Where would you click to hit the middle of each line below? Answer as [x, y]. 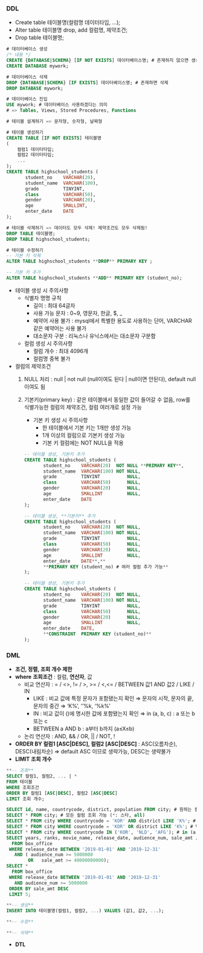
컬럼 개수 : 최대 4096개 [61, 351]
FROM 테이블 [19, 782]
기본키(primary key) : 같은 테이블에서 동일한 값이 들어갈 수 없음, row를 [107, 399]
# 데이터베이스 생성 [27, 49]
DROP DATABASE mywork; [35, 88]
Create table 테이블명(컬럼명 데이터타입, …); [68, 22]
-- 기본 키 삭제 [24, 256]
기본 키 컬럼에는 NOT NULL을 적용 [83, 443]
